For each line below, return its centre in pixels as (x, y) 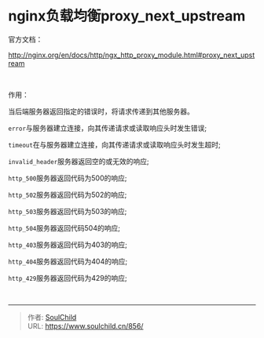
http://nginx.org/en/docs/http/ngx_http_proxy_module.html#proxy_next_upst (132, 55)
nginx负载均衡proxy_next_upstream (127, 16)
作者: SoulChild (52, 317)
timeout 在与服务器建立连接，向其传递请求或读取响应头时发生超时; (115, 144)
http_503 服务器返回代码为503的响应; (68, 211)
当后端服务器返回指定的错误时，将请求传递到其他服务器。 (101, 111)
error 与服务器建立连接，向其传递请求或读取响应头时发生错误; (108, 128)
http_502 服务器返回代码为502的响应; (68, 194)
